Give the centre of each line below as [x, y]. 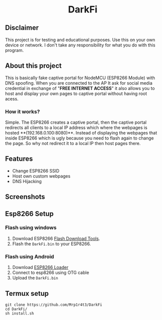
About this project [33, 66]
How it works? [23, 111]
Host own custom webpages [41, 176]
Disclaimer [22, 28]
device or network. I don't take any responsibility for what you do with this [80, 45]
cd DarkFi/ [16, 309]
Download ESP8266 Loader [40, 268]
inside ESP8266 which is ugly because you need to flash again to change [80, 138]
